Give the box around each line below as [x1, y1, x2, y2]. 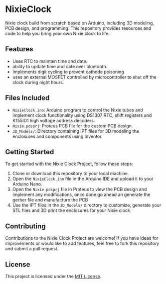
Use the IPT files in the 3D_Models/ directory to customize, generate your [12, 202, 162, 208]
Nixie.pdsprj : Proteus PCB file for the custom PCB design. [12, 123, 133, 129]
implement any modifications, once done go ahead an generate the [12, 191, 151, 197]
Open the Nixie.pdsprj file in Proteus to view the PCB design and [12, 187, 147, 192]
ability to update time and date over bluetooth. [12, 63, 108, 69]
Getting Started [5, 148, 54, 156]
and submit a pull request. [5, 246, 59, 252]
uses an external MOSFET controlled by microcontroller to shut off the [12, 74, 157, 80]
